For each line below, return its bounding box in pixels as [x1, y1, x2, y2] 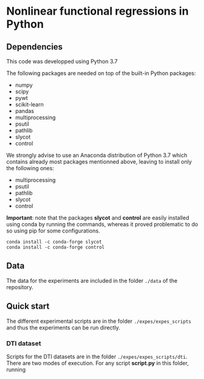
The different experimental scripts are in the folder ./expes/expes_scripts [6, 317, 192, 325]
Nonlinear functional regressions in [6, 4, 189, 18]
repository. [6, 283, 33, 291]
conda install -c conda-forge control [6, 244, 105, 250]
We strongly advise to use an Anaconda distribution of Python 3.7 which [6, 151, 188, 159]
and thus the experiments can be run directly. [6, 323, 121, 331]
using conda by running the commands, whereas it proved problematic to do [6, 221, 199, 228]
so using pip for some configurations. [6, 227, 100, 234]
